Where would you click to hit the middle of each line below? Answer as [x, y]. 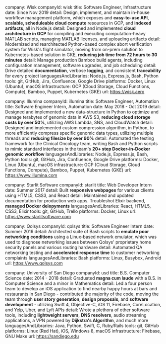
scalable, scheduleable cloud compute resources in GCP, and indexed [78, 23]
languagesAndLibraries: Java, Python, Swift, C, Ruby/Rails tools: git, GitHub [82, 326]
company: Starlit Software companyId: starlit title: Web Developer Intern [79, 185]
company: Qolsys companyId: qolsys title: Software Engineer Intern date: [80, 226]
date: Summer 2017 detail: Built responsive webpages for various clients [80, 190]
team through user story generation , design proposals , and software [77, 299]
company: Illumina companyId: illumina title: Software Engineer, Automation [82, 101]
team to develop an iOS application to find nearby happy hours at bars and [81, 289]
